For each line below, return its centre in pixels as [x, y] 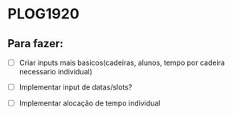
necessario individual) [56, 72]
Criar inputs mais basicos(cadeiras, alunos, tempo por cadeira [122, 62]
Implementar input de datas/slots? [76, 87]
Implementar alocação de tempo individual [90, 103]
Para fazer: [35, 44]
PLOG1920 [43, 14]
